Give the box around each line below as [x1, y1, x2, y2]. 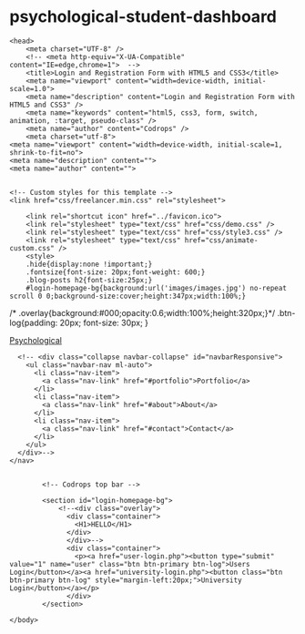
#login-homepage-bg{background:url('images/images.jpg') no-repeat [25, 283, 287, 292]
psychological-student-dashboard [9, 6, 278, 27]
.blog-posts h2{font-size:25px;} [25, 275, 153, 284]
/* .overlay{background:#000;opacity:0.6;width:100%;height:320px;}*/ [9, 307, 276, 318]
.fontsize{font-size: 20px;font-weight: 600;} [25, 267, 206, 277]
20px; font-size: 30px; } [59, 317, 148, 328]
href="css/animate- [184, 235, 259, 245]
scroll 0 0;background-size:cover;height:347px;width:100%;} [9, 291, 247, 301]
